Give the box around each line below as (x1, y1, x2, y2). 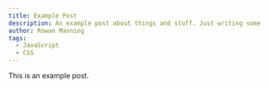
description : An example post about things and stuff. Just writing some (8, 19, 262, 27)
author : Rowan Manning (8, 26, 85, 34)
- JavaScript (15, 42, 60, 50)
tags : (8, 34, 27, 42)
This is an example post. (8, 71, 89, 80)
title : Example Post (8, 11, 78, 20)
